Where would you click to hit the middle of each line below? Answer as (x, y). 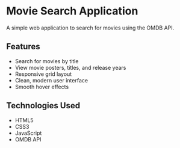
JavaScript (28, 133)
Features (23, 47)
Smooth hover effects (42, 87)
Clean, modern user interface (51, 80)
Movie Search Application (72, 11)
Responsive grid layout (43, 74)
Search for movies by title (47, 61)
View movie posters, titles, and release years (70, 67)
